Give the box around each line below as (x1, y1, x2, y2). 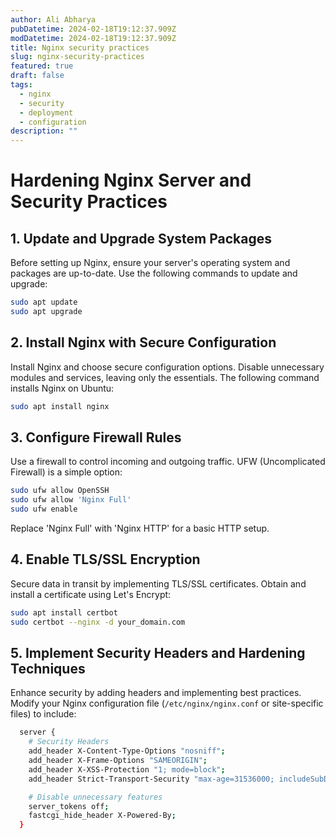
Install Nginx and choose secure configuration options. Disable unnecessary (10, 361, 325, 373)
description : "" (10, 126, 78, 136)
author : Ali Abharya (10, 14, 97, 25)
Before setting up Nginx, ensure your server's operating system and (10, 257, 291, 269)
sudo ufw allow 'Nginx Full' (10, 495, 132, 505)
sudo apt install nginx (10, 401, 110, 411)
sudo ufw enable (10, 504, 78, 515)
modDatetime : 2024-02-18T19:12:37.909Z (10, 33, 177, 43)
